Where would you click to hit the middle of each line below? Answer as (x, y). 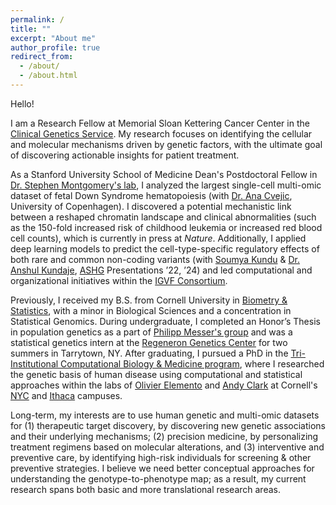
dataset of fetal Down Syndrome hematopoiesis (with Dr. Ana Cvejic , (151, 195)
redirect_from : (42, 57)
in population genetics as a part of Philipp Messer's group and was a (151, 332)
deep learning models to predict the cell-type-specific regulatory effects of (165, 248)
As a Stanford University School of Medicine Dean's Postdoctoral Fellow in (164, 174)
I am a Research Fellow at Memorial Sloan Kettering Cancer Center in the (160, 123)
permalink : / (37, 19)
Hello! (22, 103)
